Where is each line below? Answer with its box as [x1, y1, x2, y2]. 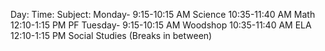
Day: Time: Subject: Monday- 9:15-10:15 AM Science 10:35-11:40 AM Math [10, 9, 316, 20]
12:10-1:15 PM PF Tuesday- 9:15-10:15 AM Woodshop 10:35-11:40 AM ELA [10, 19, 312, 31]
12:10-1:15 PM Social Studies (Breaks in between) [10, 30, 213, 41]
